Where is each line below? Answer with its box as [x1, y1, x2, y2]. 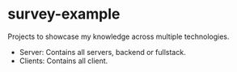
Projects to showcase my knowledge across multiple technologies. [7, 32, 230, 41]
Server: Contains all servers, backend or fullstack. [19, 47, 187, 57]
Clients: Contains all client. [19, 56, 108, 66]
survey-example [7, 5, 121, 23]
